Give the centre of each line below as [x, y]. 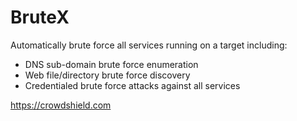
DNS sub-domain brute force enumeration [111, 64]
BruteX [40, 17]
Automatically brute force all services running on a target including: [149, 45]
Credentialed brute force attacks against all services [132, 85]
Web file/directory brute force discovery [107, 75]
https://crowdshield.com [61, 105]
